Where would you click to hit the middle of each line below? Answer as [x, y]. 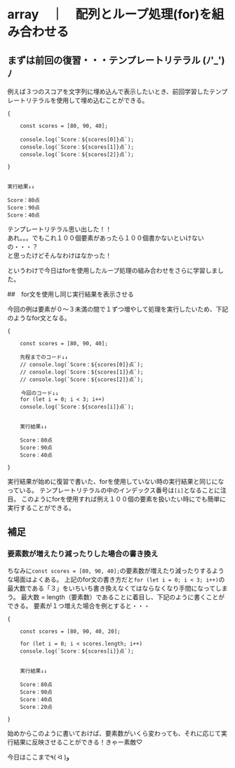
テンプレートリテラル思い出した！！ [60, 229]
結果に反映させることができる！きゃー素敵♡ [78, 742]
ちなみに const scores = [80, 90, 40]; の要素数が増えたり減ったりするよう [116, 570]
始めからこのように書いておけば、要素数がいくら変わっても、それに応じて [114, 733]
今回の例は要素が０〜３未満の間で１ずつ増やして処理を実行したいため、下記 [118, 309]
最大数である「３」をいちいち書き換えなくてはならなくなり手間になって [112, 588]
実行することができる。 [41, 508]
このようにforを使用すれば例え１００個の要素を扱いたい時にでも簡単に [123, 499]
